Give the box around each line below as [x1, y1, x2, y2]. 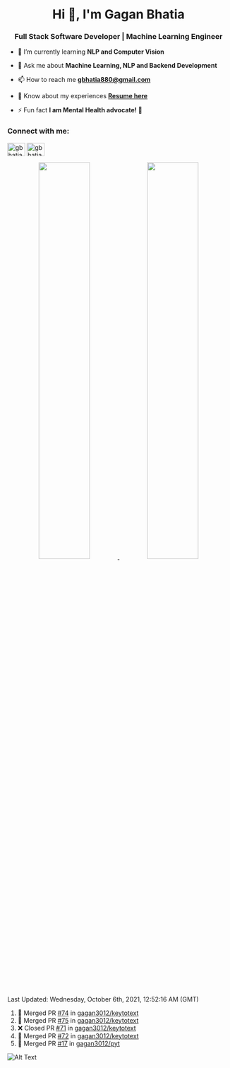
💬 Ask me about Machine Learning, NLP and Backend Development [17, 61, 217, 70]
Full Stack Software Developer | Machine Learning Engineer [14, 32, 223, 42]
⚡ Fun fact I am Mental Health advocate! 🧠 [17, 106, 143, 115]
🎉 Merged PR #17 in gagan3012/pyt [17, 1039, 120, 1048]
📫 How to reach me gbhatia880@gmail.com [17, 76, 151, 84]
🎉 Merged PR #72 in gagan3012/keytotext [17, 1031, 139, 1040]
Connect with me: [7, 127, 70, 136]
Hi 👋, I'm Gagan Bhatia [52, 6, 185, 23]
